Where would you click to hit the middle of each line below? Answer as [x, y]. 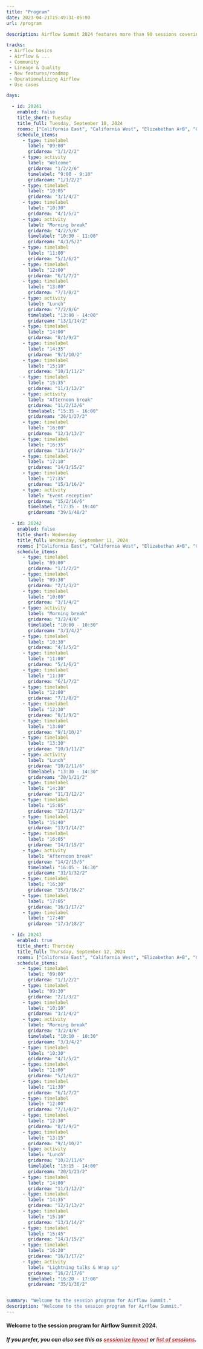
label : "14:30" [47, 789]
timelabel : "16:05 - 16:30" [63, 867]
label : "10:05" [47, 191]
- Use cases [24, 85]
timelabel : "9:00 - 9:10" [61, 174]
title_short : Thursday [46, 946]
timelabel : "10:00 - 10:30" [63, 625]
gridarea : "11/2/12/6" [56, 405]
